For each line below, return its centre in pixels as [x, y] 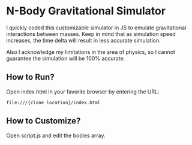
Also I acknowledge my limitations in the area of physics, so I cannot [91, 52]
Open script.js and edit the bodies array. [56, 135]
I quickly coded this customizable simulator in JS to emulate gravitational [96, 28]
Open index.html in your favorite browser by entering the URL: [83, 92]
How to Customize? [43, 121]
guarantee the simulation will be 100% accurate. [66, 58]
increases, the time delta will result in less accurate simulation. [83, 40]
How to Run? [31, 77]
